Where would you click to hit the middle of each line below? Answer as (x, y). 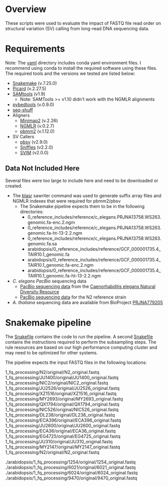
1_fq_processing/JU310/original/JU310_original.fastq (59, 441)
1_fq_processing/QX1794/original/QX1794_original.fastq (62, 404)
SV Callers (23, 136)
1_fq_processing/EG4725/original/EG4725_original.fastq (63, 436)
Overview (26, 9)
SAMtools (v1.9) (29, 93)
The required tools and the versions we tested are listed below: (70, 73)
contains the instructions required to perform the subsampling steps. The (81, 342)
